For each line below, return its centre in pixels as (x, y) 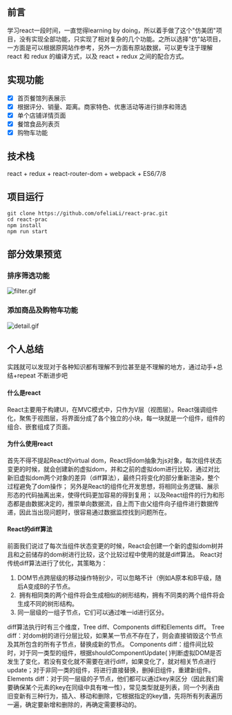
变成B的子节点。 (51, 586)
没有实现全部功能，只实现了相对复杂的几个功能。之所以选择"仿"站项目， (122, 39)
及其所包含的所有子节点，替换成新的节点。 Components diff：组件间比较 (110, 644)
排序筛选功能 (29, 275)
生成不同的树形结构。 (47, 603)
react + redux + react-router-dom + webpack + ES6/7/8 (87, 173)
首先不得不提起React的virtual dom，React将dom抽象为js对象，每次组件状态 (115, 460)
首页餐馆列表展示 (41, 98)
